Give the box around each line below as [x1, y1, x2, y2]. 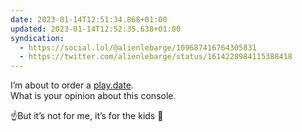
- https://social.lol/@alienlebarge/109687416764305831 [19, 42, 257, 53]
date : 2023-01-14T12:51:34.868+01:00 [10, 14, 168, 25]
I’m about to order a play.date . [10, 79, 134, 91]
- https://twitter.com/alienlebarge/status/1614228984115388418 [19, 52, 293, 62]
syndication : [10, 33, 65, 43]
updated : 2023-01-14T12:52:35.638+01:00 [10, 24, 182, 34]
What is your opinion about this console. [10, 90, 177, 102]
